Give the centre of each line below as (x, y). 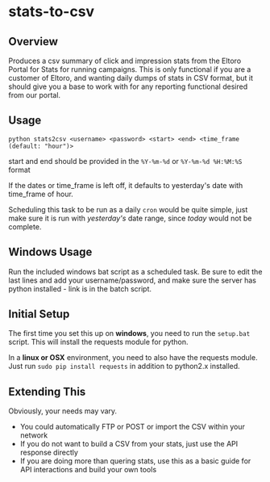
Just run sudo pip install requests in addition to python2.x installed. (124, 367)
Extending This (47, 391)
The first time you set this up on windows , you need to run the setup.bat (129, 333)
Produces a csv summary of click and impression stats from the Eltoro (125, 61)
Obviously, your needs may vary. (63, 411)
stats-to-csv (52, 12)
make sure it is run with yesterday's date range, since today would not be (130, 218)
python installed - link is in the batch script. (80, 288)
